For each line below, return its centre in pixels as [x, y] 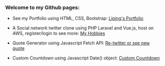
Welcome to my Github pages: [42, 7]
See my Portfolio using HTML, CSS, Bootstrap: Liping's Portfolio [78, 18]
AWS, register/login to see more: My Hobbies [59, 33]
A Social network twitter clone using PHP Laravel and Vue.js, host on [83, 28]
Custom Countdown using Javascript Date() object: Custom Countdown [86, 58]
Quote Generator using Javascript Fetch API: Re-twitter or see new [81, 43]
